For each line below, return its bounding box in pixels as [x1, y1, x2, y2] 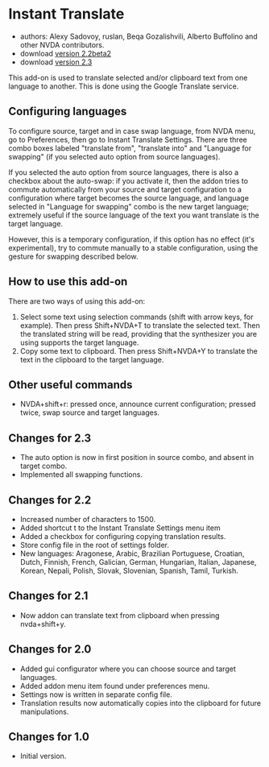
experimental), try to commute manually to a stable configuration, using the [8, 243, 259, 252]
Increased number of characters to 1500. [19, 515, 155, 524]
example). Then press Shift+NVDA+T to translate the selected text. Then [19, 320, 260, 330]
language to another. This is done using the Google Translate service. [8, 81, 239, 91]
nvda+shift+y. [19, 619, 66, 628]
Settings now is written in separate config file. [19, 690, 173, 699]
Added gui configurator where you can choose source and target [19, 664, 236, 674]
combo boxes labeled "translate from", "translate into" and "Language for [8, 143, 252, 153]
